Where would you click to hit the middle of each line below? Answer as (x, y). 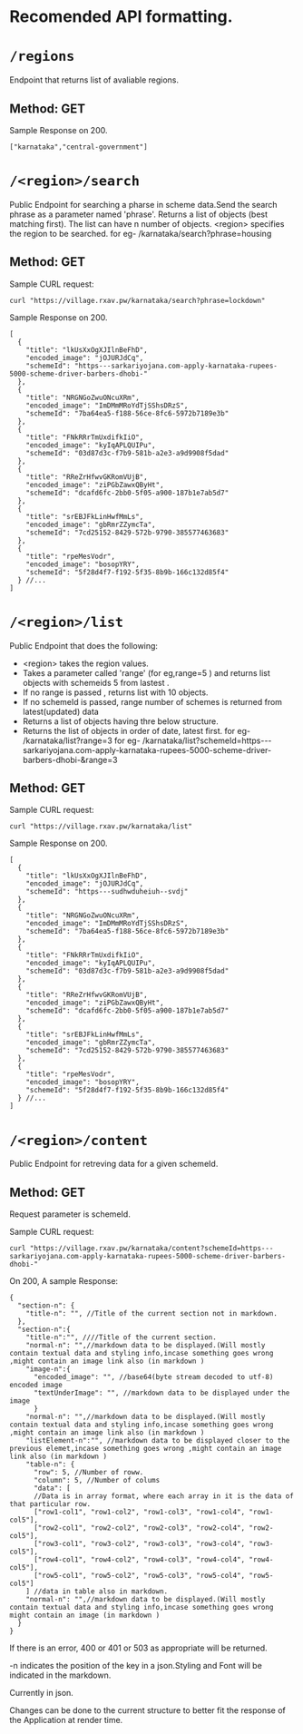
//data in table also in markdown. (101, 1592)
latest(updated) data (61, 711)
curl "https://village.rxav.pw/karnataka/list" (101, 827)
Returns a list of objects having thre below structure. (121, 721)
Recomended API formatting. (121, 17)
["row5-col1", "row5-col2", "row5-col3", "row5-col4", (139, 1576)
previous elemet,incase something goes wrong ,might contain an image (146, 1449)
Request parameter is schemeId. (70, 1214)
